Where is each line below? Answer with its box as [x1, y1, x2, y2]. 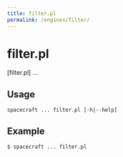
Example [7, 125, 45, 137]
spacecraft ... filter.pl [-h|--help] [7, 107, 118, 114]
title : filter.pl [7, 10, 57, 17]
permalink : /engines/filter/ [7, 16, 90, 23]
